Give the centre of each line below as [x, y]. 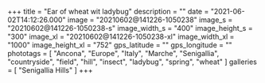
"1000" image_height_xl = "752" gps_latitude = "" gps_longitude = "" [120, 45]
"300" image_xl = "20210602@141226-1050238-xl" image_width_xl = [121, 36]
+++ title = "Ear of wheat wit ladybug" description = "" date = [108, 11]
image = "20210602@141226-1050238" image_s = [150, 20]
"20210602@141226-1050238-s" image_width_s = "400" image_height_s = [130, 28]
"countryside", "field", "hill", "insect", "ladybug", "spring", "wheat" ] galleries [132, 62]
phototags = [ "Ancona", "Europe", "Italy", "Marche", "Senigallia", [113, 53]
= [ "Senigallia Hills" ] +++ [50, 70]
